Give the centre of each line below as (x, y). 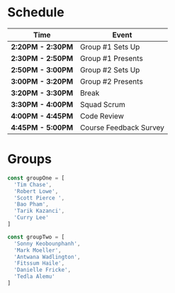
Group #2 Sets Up (110, 70)
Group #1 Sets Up (110, 47)
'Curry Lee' (32, 218)
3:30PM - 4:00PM (42, 104)
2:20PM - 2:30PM (42, 47)
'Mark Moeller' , (38, 250)
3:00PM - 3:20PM (42, 81)
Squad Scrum (103, 104)
